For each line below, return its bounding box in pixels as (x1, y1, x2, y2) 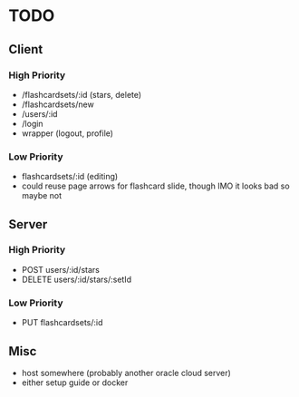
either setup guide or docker (21, 377, 129, 388)
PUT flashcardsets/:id (21, 317, 103, 328)
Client (8, 42, 43, 57)
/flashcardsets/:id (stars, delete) (21, 89, 142, 100)
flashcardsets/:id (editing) (21, 171, 119, 182)
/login (21, 118, 43, 129)
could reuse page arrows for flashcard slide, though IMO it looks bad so (21, 180, 291, 191)
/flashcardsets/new (21, 99, 94, 110)
